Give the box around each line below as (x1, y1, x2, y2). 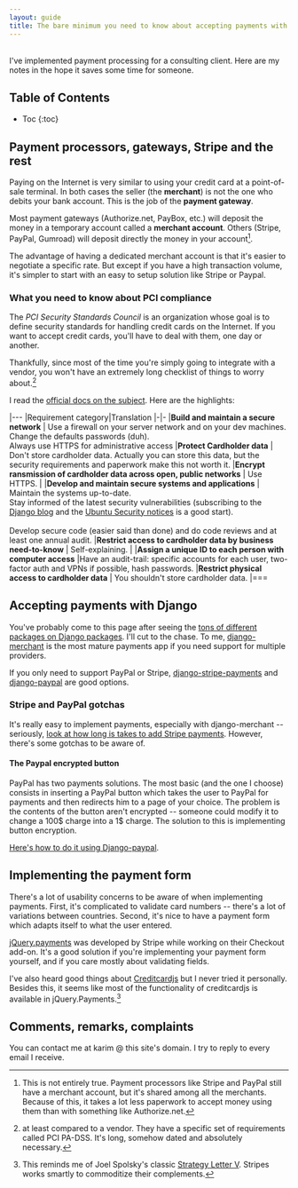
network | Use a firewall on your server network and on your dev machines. (9, 421, 286, 432)
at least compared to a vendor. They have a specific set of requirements (21, 1123, 286, 1134)
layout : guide (9, 12, 62, 22)
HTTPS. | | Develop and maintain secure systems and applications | (9, 478, 260, 488)
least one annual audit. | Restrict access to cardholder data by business (9, 535, 274, 545)
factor (9, 563, 31, 574)
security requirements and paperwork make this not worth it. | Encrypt (9, 459, 266, 470)
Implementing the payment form (9, 867, 192, 883)
